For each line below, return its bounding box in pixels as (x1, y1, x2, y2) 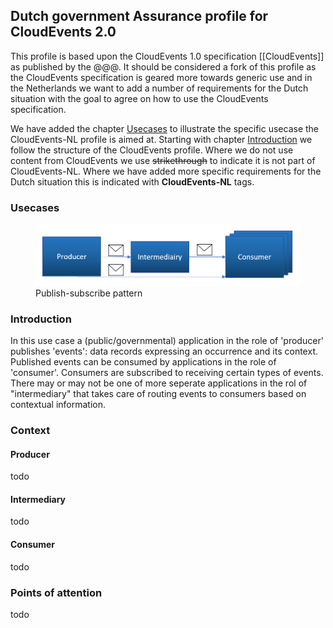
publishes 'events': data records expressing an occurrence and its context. (10, 345, 318, 358)
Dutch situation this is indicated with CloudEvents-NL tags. (10, 175, 255, 188)
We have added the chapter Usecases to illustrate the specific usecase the (10, 122, 320, 134)
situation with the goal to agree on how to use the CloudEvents (10, 92, 269, 104)
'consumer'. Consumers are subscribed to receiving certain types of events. (10, 367, 324, 379)
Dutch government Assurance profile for (10, 8, 269, 25)
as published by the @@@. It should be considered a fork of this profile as (10, 60, 317, 73)
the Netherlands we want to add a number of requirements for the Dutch (10, 82, 309, 94)
